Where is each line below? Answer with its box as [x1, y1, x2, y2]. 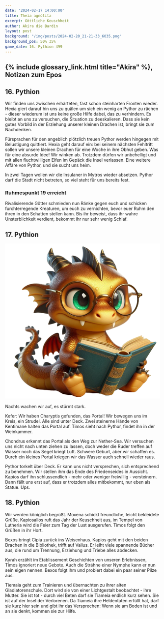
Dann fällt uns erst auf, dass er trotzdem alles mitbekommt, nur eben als [5, 479, 151, 485]
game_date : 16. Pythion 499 [5, 44, 63, 49]
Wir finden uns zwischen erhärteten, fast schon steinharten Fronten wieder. [5, 100, 158, 106]
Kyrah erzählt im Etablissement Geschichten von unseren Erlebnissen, [5, 557, 147, 562]
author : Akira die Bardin [5, 24, 58, 29]
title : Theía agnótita [5, 13, 52, 18]
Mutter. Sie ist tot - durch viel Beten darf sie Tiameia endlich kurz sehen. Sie [5, 592, 159, 598]
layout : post [5, 29, 32, 34]
